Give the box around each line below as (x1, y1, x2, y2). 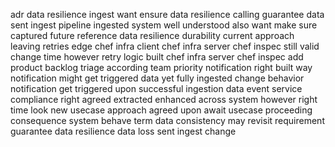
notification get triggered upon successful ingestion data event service (10, 83, 303, 94)
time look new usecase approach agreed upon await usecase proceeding (10, 104, 313, 116)
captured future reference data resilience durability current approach (10, 30, 295, 41)
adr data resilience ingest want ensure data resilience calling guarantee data (10, 9, 325, 20)
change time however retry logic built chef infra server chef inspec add (10, 51, 304, 63)
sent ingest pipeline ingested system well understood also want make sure (10, 19, 318, 31)
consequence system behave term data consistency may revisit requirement (10, 115, 325, 126)
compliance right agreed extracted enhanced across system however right (10, 94, 318, 105)
